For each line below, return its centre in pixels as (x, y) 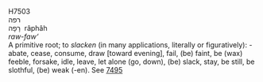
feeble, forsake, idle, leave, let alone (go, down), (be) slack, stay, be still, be (131, 61)
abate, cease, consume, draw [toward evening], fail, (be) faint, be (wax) (126, 53)
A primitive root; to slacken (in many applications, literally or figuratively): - (130, 45)
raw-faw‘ (23, 36)
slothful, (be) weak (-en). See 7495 (66, 70)
